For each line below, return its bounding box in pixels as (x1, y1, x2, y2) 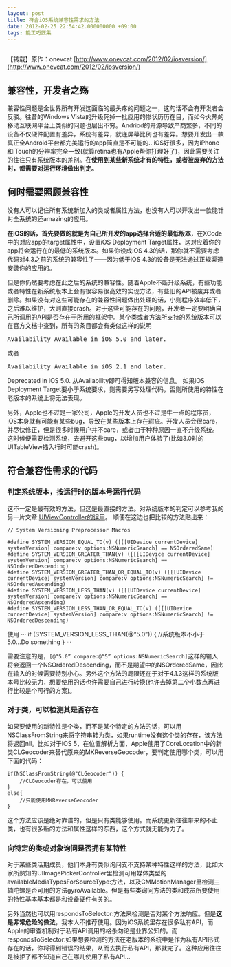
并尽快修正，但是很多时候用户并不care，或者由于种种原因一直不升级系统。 (7, 425, 219, 434)
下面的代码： (7, 756, 43, 765)
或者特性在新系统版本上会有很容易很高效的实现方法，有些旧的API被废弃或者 (7, 287, 222, 295)
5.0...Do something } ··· (7, 638, 72, 646)
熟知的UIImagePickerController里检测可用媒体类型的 (19, 869, 167, 877)
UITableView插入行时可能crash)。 (7, 442, 103, 451)
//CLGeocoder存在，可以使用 (19, 778, 93, 784)
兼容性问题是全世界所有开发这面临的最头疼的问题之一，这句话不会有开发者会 (7, 104, 224, 112)
